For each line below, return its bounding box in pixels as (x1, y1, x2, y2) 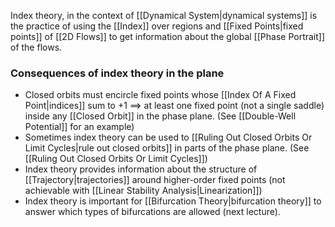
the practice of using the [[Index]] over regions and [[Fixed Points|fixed (10, 20, 304, 32)
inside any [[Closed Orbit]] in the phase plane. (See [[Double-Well (24, 110, 297, 122)
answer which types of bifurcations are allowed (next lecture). (24, 206, 281, 218)
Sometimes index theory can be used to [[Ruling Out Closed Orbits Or (24, 131, 313, 144)
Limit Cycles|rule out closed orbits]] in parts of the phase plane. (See (24, 142, 310, 154)
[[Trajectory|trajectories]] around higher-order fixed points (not (24, 174, 286, 186)
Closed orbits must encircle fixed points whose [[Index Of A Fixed (24, 89, 297, 101)
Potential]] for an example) (24, 121, 135, 133)
